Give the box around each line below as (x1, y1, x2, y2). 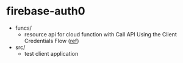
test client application (24, 50, 79, 57)
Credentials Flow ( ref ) (24, 37, 79, 44)
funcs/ (15, 24, 32, 31)
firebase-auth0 (6, 4, 85, 18)
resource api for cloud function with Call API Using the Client (24, 30, 177, 38)
